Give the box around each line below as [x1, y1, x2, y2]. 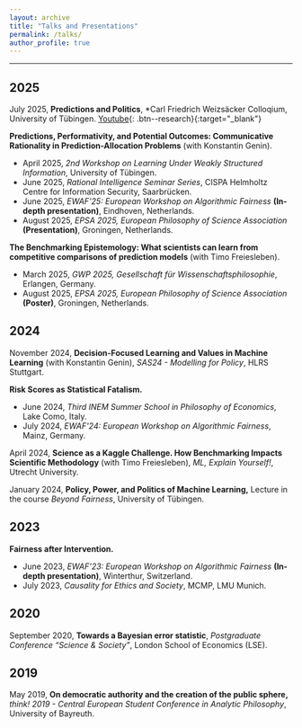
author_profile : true [9, 38, 91, 48]
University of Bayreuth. [9, 708, 95, 719]
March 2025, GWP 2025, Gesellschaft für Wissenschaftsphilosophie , [22, 269, 278, 280]
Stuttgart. [9, 366, 45, 377]
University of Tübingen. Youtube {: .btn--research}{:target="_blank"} [9, 113, 262, 124]
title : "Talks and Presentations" [9, 22, 139, 31]
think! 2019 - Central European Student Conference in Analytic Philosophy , [9, 698, 287, 710]
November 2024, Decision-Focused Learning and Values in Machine [9, 347, 268, 358]
